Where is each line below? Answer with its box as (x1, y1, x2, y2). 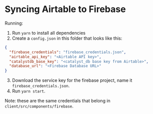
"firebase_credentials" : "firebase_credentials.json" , (9, 49, 126, 55)
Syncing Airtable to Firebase (5, 4, 126, 15)
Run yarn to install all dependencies (12, 30, 86, 36)
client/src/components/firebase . (5, 103, 74, 109)
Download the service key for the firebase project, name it (12, 77, 132, 83)
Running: (5, 20, 24, 26)
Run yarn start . (12, 88, 46, 94)
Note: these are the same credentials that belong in (5, 98, 111, 104)
